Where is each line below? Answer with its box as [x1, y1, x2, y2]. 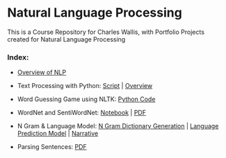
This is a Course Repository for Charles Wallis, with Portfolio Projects [7, 28, 205, 36]
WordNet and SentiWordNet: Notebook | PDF [17, 109, 146, 117]
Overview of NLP [17, 68, 67, 77]
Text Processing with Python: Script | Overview [17, 82, 153, 90]
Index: [7, 52, 29, 62]
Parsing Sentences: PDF [17, 143, 87, 151]
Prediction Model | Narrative [17, 130, 99, 138]
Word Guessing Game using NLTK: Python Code [17, 95, 156, 103]
